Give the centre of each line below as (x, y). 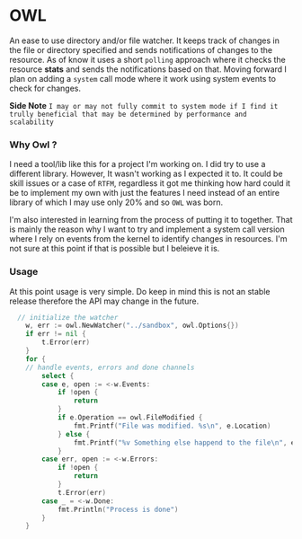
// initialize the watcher (68, 317)
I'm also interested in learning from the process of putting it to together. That (151, 220)
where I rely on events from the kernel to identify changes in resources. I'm (148, 239)
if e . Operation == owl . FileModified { (130, 418)
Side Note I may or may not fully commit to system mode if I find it (144, 105)
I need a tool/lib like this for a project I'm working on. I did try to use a (138, 164)
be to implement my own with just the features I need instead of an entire (145, 193)
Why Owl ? (33, 145)
